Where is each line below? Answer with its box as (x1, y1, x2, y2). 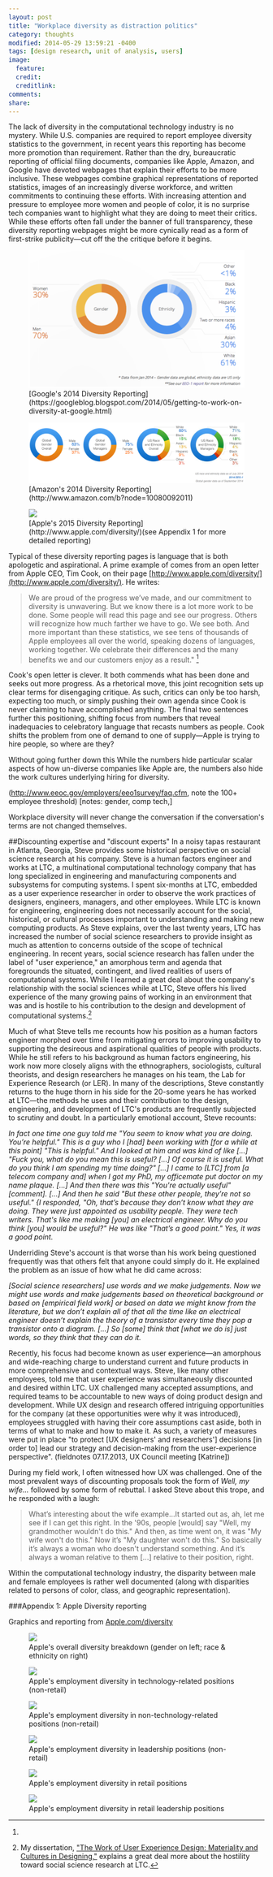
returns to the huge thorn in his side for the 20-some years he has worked (8, 1087, 257, 1096)
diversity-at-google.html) (28, 406, 113, 416)
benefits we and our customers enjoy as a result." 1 (28, 653, 199, 664)
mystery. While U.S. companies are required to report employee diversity (8, 131, 252, 141)
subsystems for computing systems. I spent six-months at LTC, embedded (8, 880, 258, 889)
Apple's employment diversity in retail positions (28, 1779, 188, 1788)
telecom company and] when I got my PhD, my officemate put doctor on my (8, 1172, 263, 1182)
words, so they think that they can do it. (8, 1333, 142, 1343)
